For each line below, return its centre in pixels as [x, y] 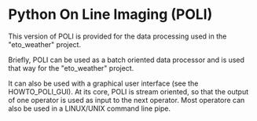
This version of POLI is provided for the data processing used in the [117, 36]
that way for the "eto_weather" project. [71, 68]
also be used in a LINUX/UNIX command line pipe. [90, 108]
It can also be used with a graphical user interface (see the [103, 83]
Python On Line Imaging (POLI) [110, 15]
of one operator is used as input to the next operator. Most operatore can [127, 100]
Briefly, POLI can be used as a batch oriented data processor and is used [127, 60]
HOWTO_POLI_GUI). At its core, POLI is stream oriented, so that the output [128, 91]
